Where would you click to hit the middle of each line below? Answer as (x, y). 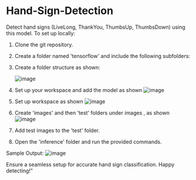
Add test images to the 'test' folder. (57, 130)
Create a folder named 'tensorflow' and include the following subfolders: (102, 56)
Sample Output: (25, 153)
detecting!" (20, 171)
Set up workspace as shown (49, 101)
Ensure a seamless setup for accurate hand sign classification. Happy (90, 164)
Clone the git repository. (44, 45)
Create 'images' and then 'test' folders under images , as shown (92, 113)
